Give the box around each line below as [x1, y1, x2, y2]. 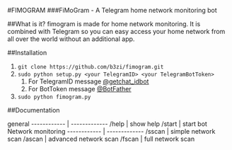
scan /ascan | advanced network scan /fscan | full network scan [7, 134, 195, 143]
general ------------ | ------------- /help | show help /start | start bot [7, 120, 207, 128]
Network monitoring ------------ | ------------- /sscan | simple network [7, 127, 216, 135]
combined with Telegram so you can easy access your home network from [7, 28, 226, 35]
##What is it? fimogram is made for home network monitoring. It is [7, 20, 201, 28]
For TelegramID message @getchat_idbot [28, 77, 149, 86]
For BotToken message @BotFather [28, 85, 132, 93]
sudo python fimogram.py [17, 93, 91, 100]
